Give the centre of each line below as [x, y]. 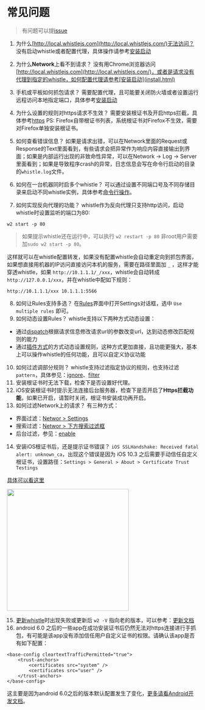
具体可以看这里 [26, 480]
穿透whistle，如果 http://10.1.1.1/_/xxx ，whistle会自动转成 [83, 272]
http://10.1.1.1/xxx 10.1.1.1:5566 [52, 291]
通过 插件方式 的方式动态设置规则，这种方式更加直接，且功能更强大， [101, 346]
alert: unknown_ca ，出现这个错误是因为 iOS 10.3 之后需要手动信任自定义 [106, 454]
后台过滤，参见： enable [46, 433]
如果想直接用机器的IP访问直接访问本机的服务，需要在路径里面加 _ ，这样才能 [103, 264]
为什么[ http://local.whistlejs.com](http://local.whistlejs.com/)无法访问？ [105, 43]
